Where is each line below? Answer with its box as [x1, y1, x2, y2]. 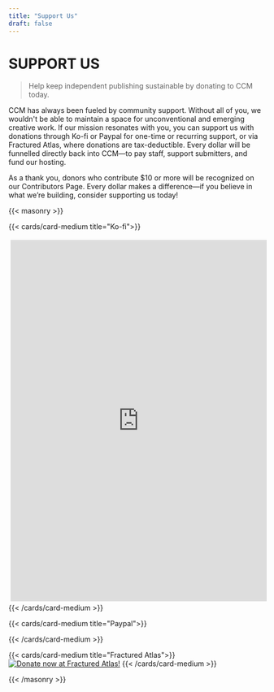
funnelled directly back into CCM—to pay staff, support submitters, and [8, 149, 248, 158]
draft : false [8, 19, 53, 28]
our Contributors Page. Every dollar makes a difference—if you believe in [8, 182, 253, 192]
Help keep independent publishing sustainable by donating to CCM [28, 81, 254, 91]
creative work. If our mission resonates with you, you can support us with [8, 123, 254, 132]
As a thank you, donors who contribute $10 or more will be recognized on [8, 173, 254, 183]
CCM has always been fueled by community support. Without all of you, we [8, 106, 262, 115]
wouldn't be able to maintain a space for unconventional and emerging [8, 115, 246, 124]
